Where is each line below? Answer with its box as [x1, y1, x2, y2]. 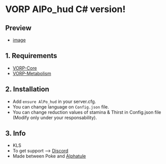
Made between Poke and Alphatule [12, 153, 86, 159]
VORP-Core [12, 65, 37, 71]
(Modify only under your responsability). [12, 115, 97, 121]
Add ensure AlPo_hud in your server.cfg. [12, 98, 96, 104]
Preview [5, 24, 32, 32]
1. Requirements [5, 51, 57, 60]
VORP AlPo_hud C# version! [5, 4, 126, 15]
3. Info [5, 129, 26, 138]
